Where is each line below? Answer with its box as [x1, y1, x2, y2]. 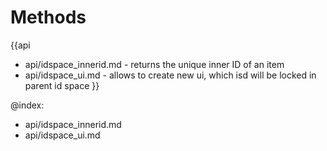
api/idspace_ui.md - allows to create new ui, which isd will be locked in [24, 69, 317, 81]
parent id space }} [24, 79, 100, 91]
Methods [10, 6, 87, 29]
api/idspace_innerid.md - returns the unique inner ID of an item [24, 58, 285, 70]
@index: [10, 99, 45, 111]
